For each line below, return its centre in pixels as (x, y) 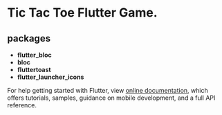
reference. (22, 105)
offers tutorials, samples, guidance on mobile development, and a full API (111, 98)
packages (29, 38)
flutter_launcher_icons (50, 77)
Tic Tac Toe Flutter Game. (82, 13)
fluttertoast (34, 70)
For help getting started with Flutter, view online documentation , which (108, 90)
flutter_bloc (34, 55)
